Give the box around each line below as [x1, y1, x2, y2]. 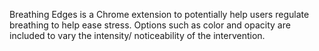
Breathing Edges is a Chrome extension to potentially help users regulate [9, 9, 310, 20]
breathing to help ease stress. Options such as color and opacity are [9, 19, 291, 31]
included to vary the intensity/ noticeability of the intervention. [9, 30, 266, 41]
